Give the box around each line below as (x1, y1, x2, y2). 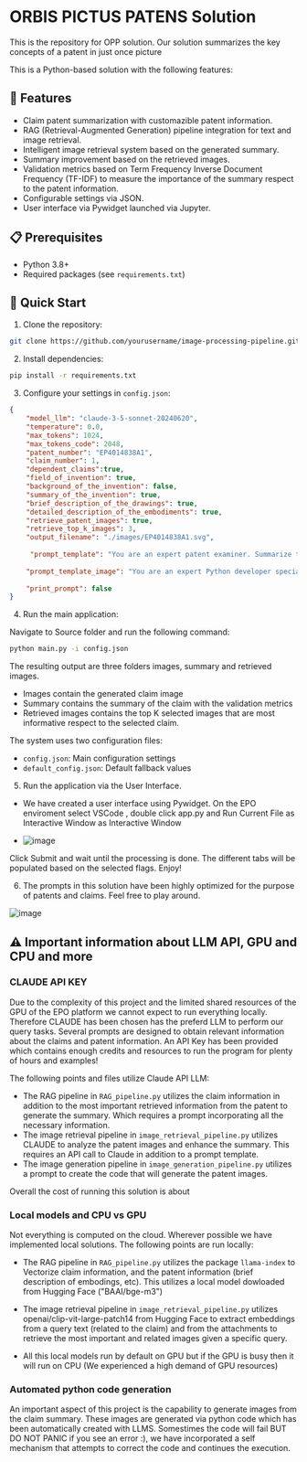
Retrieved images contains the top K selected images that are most (22, 708, 276, 719)
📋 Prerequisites (9, 230, 103, 246)
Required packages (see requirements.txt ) (22, 268, 185, 280)
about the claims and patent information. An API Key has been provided (9, 1035, 279, 1046)
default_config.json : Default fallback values (22, 763, 192, 774)
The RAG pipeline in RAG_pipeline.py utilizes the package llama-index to (22, 1257, 295, 1268)
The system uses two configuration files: (9, 735, 163, 746)
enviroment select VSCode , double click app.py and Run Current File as (22, 807, 295, 819)
